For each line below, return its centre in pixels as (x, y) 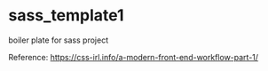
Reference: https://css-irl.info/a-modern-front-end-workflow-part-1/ (134, 57)
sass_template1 (67, 16)
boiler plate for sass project (58, 40)
